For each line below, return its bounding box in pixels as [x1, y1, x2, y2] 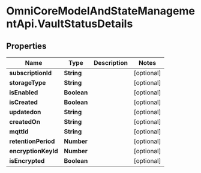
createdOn [9, 118, 41, 126]
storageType [9, 79, 46, 86]
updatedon [9, 108, 41, 116]
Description [94, 59, 128, 67]
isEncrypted [9, 157, 45, 165]
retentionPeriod [9, 137, 55, 145]
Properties [6, 41, 47, 51]
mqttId [9, 127, 29, 136]
